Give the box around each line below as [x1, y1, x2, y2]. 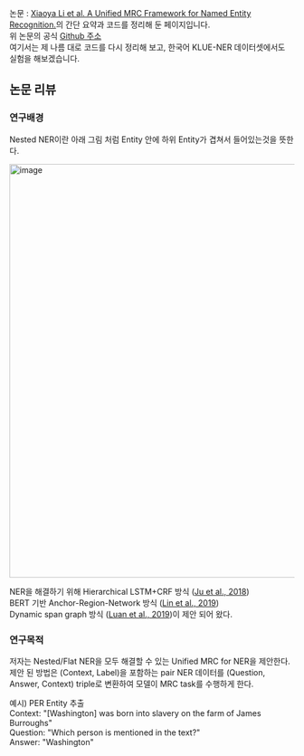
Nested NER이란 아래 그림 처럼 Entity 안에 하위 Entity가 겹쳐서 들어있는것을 [9, 134, 278, 145]
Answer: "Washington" [9, 736, 94, 747]
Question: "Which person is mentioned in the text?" [9, 727, 201, 738]
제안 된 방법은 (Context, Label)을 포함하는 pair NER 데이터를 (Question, [9, 666, 265, 677]
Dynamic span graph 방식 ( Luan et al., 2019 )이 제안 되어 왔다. [9, 608, 233, 619]
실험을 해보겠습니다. [9, 53, 80, 63]
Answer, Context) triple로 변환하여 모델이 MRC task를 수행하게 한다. [9, 678, 254, 689]
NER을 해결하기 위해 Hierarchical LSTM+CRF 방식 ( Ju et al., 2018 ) [9, 586, 251, 597]
